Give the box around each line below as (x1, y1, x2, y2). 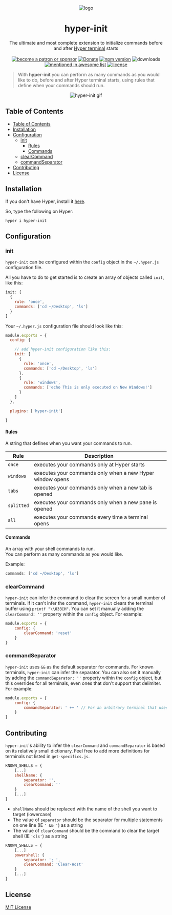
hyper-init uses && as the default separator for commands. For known (5, 664, 154, 670)
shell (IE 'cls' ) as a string (12, 833, 68, 839)
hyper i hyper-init (5, 218, 47, 223)
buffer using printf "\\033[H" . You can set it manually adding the (5, 605, 144, 612)
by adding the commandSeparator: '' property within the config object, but (5, 675, 162, 681)
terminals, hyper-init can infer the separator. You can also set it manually (5, 669, 161, 675)
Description (84, 452, 114, 459)
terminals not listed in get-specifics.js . (5, 753, 90, 759)
